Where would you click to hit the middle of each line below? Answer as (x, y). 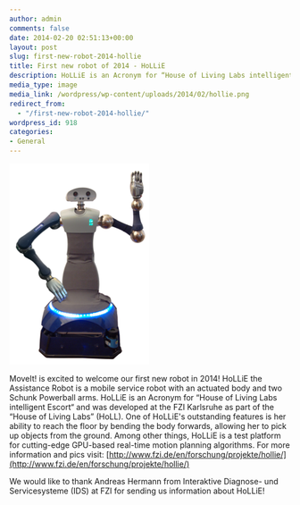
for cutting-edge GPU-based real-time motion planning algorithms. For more (150, 445)
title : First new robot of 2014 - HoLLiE (87, 66)
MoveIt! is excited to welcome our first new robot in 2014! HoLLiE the (136, 379)
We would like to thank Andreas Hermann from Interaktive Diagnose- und (144, 481)
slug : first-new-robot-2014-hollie (75, 57)
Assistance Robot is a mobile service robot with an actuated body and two (146, 388)
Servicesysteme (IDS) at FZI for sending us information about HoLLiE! (137, 491)
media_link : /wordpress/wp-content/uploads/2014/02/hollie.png (129, 94)
